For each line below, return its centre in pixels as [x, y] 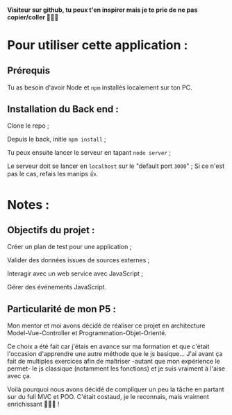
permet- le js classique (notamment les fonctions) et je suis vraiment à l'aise [116, 369]
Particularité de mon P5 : [61, 309]
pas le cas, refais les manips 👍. [53, 174]
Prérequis [29, 70]
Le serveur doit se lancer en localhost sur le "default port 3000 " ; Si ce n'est [116, 166]
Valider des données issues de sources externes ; [78, 260]
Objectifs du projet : [51, 230]
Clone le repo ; [28, 126]
